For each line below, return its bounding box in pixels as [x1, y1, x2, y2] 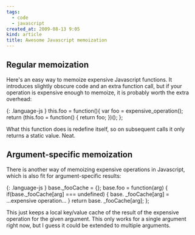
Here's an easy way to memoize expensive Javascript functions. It [6, 75, 173, 83]
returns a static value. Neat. [6, 132, 76, 139]
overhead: [6, 95, 32, 102]
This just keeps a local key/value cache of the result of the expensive [6, 208, 179, 216]
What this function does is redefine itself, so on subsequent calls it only [6, 125, 185, 133]
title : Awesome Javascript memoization [6, 37, 108, 43]
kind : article [6, 32, 43, 38]
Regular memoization [6, 60, 89, 70]
